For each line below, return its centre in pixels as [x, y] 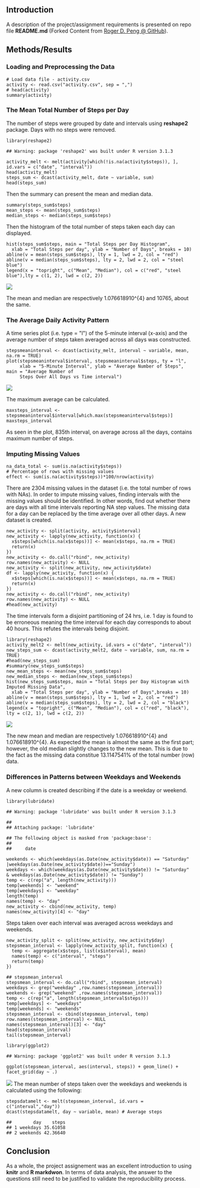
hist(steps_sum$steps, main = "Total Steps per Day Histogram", [88, 244]
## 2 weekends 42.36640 [36, 1133]
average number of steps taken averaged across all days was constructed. [98, 340]
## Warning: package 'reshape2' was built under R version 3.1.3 [89, 151]
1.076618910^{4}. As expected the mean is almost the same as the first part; [100, 742]
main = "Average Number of [40, 372]
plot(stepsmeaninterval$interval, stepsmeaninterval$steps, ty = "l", [96, 361]
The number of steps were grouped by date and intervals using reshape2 [97, 123]
